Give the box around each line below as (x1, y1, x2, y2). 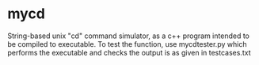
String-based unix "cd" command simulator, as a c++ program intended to (7, 31, 250, 40)
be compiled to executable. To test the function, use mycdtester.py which (7, 39, 247, 48)
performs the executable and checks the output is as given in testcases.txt (7, 48, 251, 57)
